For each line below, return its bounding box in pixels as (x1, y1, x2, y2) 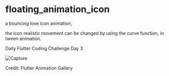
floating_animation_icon (5, 4, 110, 15)
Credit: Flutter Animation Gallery (5, 65, 73, 71)
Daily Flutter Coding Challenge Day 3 (5, 45, 83, 51)
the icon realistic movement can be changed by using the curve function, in (5, 30, 164, 36)
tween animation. (5, 35, 42, 42)
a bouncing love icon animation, (5, 20, 73, 26)
